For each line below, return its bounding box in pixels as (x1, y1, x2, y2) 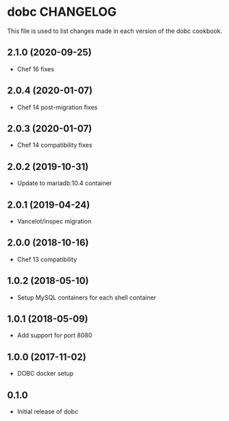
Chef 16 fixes (16, 64, 55, 73)
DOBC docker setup (16, 370, 74, 378)
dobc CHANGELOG (7, 4, 117, 20)
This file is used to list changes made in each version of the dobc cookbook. (7, 27, 223, 35)
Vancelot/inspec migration (16, 217, 92, 225)
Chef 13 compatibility (16, 255, 77, 263)
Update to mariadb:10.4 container (16, 179, 112, 187)
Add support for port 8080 (16, 331, 93, 339)
